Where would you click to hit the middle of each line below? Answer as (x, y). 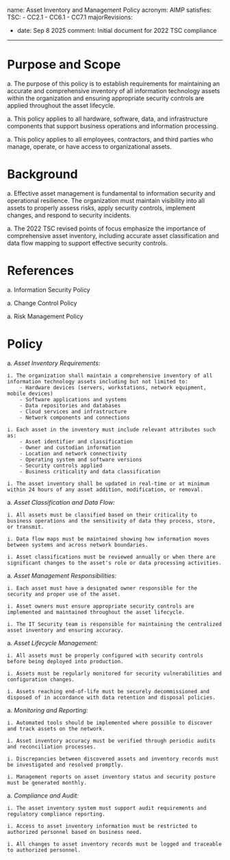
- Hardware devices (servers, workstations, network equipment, (113, 387)
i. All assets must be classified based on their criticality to (102, 515)
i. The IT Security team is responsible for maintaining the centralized (115, 624)
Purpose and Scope (64, 65)
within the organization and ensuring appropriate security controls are (106, 98)
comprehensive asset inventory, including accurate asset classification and (113, 235)
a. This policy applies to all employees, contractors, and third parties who (110, 139)
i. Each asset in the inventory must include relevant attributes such (111, 429)
